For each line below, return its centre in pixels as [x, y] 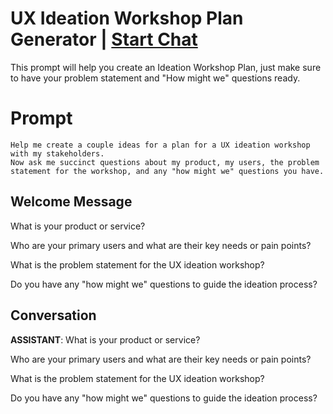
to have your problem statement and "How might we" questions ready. [155, 78]
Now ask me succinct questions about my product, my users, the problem [165, 162]
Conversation [53, 315]
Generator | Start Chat [104, 39]
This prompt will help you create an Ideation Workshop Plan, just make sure [166, 67]
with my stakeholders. [57, 153]
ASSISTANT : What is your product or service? [105, 339]
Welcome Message [71, 202]
